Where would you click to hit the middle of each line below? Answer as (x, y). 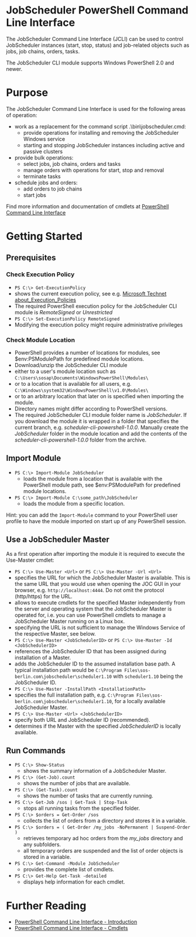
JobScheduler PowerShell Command (97, 10)
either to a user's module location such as (65, 371)
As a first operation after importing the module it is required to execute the (96, 554)
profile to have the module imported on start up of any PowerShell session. (96, 521)
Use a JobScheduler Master (58, 540)
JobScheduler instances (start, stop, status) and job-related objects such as (98, 45)
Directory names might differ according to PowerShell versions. (91, 409)
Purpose (27, 93)
